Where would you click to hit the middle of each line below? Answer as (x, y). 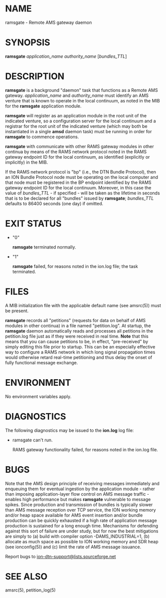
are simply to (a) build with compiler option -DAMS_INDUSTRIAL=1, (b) (78, 536)
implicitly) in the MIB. (27, 162)
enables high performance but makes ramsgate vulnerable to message (78, 499)
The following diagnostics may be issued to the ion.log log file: (70, 430)
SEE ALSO (26, 576)
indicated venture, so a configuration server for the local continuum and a (81, 121)
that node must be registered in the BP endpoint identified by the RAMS (78, 182)
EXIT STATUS (34, 224)
